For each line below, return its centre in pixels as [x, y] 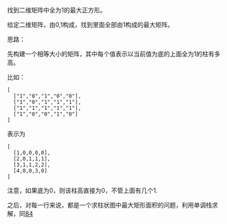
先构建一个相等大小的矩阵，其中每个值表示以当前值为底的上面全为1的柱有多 [114, 54]
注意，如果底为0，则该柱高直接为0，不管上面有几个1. [83, 190]
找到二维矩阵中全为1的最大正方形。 [57, 10]
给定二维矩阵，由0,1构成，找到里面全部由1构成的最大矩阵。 [90, 25]
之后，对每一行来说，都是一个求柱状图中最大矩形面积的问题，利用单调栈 [109, 205]
